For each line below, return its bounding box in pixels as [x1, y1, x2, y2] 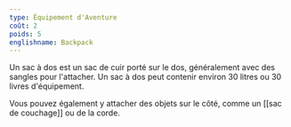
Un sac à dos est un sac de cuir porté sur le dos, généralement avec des [9, 62, 276, 73]
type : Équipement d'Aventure [9, 12, 117, 22]
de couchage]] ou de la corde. [9, 107, 120, 118]
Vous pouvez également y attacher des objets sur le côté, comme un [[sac [9, 99, 282, 109]
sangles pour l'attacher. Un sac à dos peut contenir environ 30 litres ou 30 [9, 72, 282, 83]
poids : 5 [9, 29, 42, 38]
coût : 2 [9, 21, 38, 30]
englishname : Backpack [9, 37, 93, 47]
